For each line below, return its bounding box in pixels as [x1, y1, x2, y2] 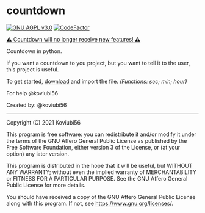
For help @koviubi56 [6, 89, 59, 96]
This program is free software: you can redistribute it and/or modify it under [6, 131, 196, 138]
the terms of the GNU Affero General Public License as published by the [6, 137, 187, 144]
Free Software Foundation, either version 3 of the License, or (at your [6, 143, 181, 151]
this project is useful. [6, 65, 59, 73]
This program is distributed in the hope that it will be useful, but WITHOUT [6, 162, 193, 169]
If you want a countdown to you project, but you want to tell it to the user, [6, 59, 190, 67]
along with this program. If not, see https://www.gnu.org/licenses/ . [6, 200, 174, 207]
